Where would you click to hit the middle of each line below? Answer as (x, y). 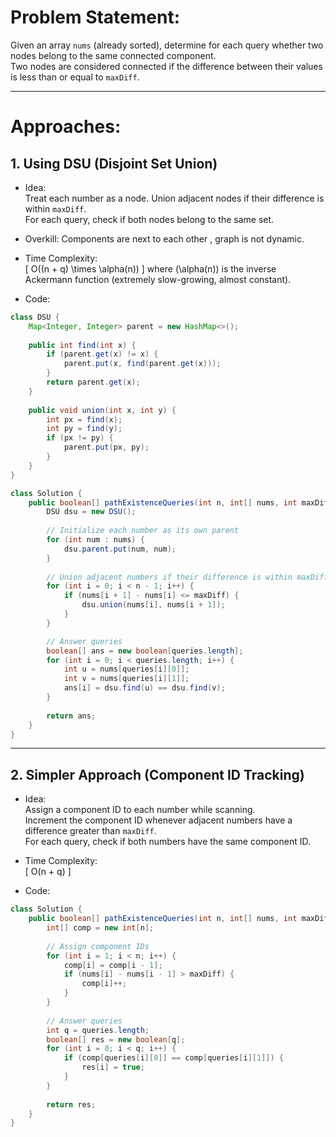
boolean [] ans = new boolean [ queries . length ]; (145, 651)
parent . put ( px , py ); (106, 447)
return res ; (71, 1104)
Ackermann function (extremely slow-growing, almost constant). (158, 279)
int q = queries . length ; (98, 1030)
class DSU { (35, 317)
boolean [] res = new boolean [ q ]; (116, 1039)
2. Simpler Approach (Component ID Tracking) (157, 774)
